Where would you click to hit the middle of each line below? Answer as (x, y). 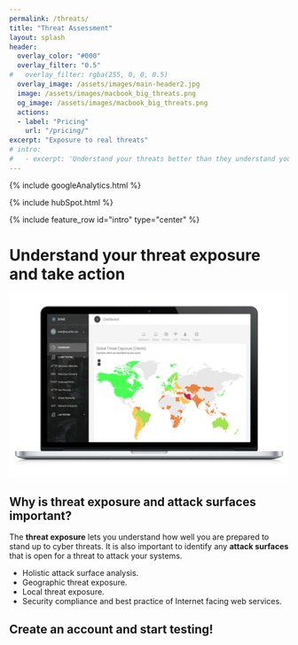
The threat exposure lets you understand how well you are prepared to (139, 537)
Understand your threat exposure (135, 255)
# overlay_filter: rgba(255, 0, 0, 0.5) (89, 75)
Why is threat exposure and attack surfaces (133, 502)
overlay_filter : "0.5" (59, 66)
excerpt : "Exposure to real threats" (79, 140)
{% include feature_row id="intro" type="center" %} (105, 219)
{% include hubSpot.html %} (61, 202)
